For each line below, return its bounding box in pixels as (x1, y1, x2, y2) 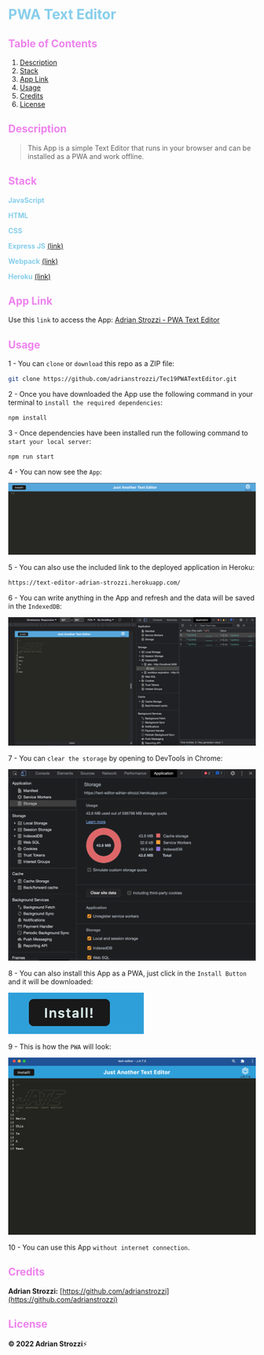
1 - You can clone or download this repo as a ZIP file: (8, 359, 175, 368)
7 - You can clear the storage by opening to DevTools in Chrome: (8, 753, 223, 763)
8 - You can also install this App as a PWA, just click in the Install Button (8, 968, 247, 978)
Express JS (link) (8, 241, 64, 250)
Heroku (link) (8, 272, 51, 281)
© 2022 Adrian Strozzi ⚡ (8, 1338, 88, 1348)
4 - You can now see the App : (8, 467, 102, 476)
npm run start (8, 453, 55, 461)
